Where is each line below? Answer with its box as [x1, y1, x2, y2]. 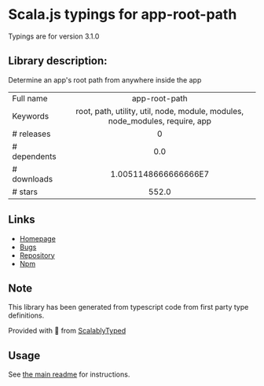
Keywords [12, 110, 49, 121]
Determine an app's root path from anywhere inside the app [8, 75, 202, 84]
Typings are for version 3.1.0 [8, 31, 100, 41]
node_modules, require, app [108, 116, 212, 127]
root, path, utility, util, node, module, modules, [75, 105, 244, 116]
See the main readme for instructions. [8, 369, 130, 379]
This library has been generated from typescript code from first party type [8, 303, 249, 312]
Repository [19, 250, 55, 260]
